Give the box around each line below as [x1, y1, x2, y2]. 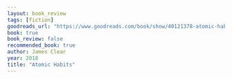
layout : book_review [7, 10, 67, 17]
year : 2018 [7, 55, 39, 62]
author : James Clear [7, 49, 67, 56]
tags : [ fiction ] [7, 16, 54, 23]
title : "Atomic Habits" [7, 61, 76, 68]
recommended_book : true [7, 42, 76, 49]
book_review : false [7, 36, 64, 43]
